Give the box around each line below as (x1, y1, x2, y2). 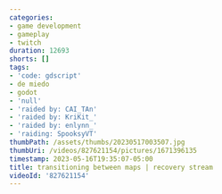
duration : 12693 (9, 46, 70, 55)
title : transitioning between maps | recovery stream (9, 163, 214, 172)
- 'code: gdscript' (9, 72, 82, 80)
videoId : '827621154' (9, 171, 90, 180)
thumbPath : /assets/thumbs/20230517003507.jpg (9, 138, 185, 147)
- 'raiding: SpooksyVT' (9, 130, 98, 139)
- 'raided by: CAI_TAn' (9, 105, 98, 114)
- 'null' (9, 96, 42, 105)
